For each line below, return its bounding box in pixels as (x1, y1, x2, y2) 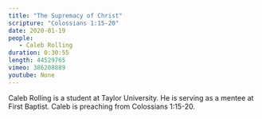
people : (8, 34, 34, 42)
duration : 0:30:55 (8, 49, 69, 57)
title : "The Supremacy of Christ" (8, 11, 123, 20)
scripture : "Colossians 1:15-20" (8, 19, 119, 27)
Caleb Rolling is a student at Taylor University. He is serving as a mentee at (8, 93, 254, 102)
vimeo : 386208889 (8, 64, 66, 72)
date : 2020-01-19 (8, 26, 66, 34)
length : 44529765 (8, 57, 66, 65)
